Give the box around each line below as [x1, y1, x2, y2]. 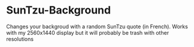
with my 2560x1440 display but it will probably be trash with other [6, 29, 169, 36]
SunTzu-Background [6, 4, 111, 17]
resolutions [6, 35, 34, 42]
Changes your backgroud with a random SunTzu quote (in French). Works [6, 23, 189, 30]
